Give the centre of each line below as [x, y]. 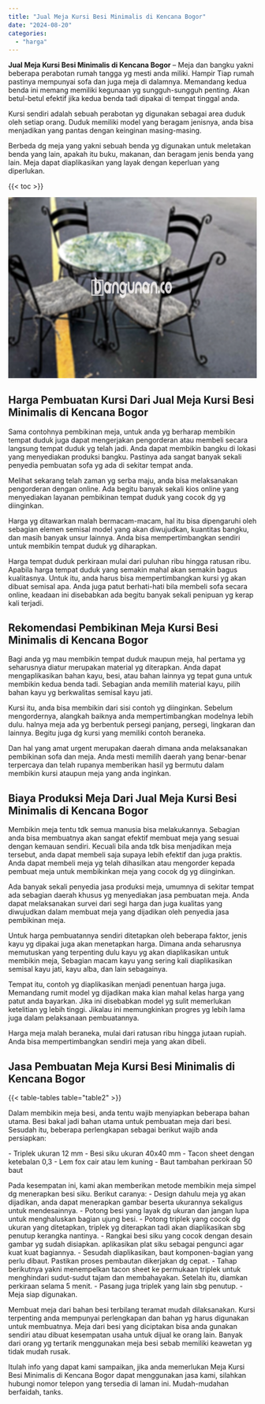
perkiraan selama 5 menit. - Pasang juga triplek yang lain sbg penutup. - [125, 1286]
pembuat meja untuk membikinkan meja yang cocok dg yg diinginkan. [122, 872]
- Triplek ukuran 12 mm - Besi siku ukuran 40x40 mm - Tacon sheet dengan [131, 1154]
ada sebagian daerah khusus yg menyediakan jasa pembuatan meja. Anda [129, 895]
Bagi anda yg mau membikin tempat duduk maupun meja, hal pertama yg [127, 659]
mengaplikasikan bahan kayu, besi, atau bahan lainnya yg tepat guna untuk [130, 676]
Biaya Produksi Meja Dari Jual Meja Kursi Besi [123, 798]
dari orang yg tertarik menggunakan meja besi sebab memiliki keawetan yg [130, 1343]
